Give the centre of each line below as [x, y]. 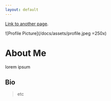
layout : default [22, 10]
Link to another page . [27, 24]
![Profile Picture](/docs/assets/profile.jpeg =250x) [56, 33]
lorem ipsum [18, 67]
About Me [26, 53]
